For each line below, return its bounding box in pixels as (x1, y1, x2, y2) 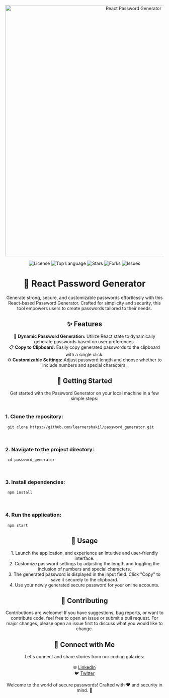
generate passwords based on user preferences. (34, 338, 135, 344)
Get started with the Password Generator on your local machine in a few (10, 390, 159, 396)
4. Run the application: (5, 512, 62, 519)
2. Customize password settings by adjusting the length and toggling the (9, 560, 160, 566)
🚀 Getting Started (57, 377, 112, 385)
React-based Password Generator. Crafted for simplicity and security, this (8, 300, 161, 306)
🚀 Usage (71, 537, 98, 545)
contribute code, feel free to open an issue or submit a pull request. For (11, 615, 158, 621)
